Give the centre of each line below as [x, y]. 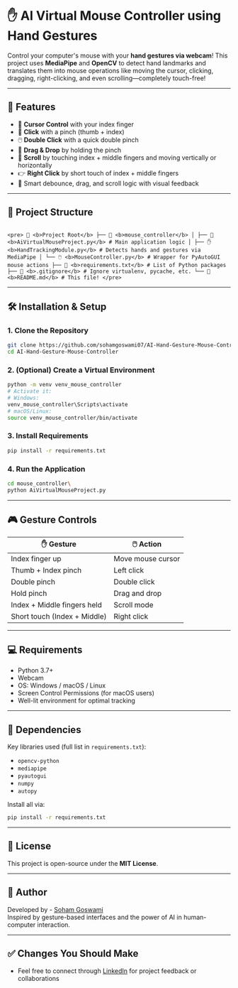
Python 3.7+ [35, 671]
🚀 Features [32, 107]
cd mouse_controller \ [39, 484]
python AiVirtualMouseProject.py [57, 490]
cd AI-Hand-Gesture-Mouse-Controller [63, 352]
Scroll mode [134, 604]
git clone [22, 345]
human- [195, 917]
